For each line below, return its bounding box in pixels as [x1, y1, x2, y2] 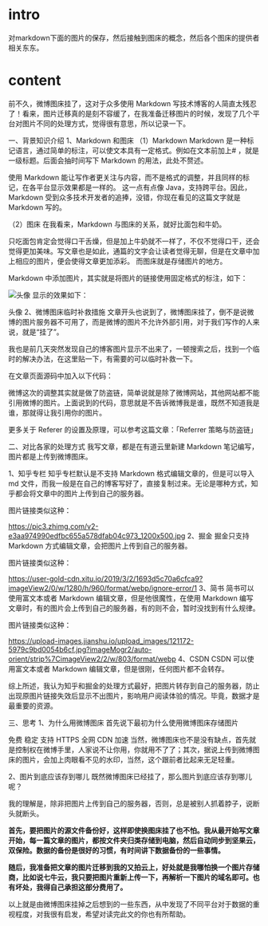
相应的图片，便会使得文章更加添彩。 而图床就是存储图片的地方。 [14, 256, 227, 266]
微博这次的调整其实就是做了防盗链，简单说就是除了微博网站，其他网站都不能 [8, 388, 260, 397]
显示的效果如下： [31, 290, 89, 300]
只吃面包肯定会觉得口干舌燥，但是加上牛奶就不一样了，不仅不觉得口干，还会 [8, 236, 260, 246]
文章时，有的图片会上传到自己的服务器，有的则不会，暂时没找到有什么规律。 [8, 603, 260, 613]
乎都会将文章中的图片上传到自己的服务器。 [8, 488, 148, 498]
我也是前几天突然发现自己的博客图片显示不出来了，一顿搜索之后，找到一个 [8, 344, 253, 353]
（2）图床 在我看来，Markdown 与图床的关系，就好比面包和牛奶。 [8, 219, 227, 229]
